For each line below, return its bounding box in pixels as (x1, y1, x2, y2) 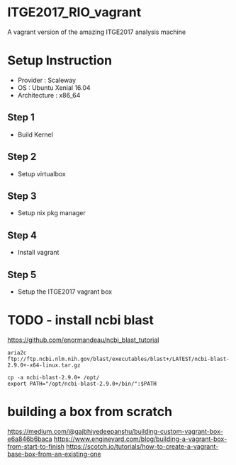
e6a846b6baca (7, 435, 52, 443)
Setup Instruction (7, 52, 112, 69)
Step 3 (7, 190, 37, 202)
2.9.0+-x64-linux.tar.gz (7, 362, 81, 369)
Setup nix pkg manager (17, 209, 86, 217)
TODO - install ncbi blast (7, 312, 154, 328)
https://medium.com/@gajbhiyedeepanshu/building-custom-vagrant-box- (7, 427, 223, 435)
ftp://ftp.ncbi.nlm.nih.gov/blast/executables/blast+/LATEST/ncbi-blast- (7, 355, 230, 362)
